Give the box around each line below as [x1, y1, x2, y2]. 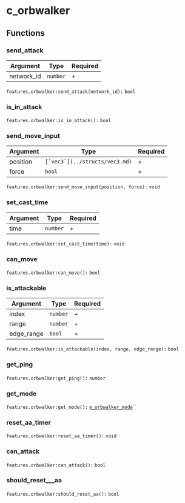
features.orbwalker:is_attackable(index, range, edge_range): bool [6, 346, 179, 352]
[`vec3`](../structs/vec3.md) [45, 159, 132, 165]
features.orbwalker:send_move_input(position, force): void [6, 184, 160, 190]
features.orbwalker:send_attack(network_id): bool [6, 89, 136, 95]
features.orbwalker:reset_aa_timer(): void [6, 433, 117, 439]
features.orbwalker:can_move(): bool [6, 270, 101, 276]
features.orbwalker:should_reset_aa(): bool [6, 491, 119, 497]
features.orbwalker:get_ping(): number [6, 375, 106, 382]
